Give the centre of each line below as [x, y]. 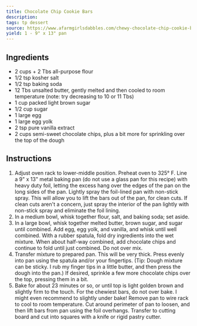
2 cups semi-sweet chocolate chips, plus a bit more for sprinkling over [100, 134]
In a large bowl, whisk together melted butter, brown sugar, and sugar [98, 223]
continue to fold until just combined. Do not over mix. [78, 248]
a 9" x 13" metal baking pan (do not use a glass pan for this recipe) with [101, 179]
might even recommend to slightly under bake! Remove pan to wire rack [101, 298]
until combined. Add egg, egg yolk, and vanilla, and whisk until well [96, 229]
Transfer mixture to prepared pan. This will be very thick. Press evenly [99, 254]
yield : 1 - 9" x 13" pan [36, 34]
